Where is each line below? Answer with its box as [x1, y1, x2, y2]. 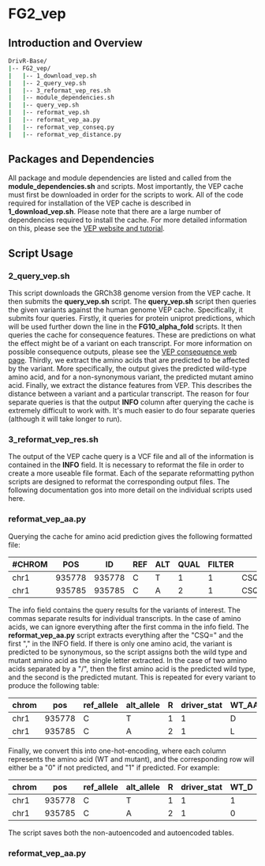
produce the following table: [8, 680, 100, 690]
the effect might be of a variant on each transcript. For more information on [8, 339, 252, 348]
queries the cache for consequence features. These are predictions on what [8, 330, 256, 340]
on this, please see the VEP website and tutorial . [8, 224, 166, 233]
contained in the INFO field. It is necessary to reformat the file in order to [8, 460, 244, 470]
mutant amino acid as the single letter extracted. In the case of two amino [8, 655, 247, 665]
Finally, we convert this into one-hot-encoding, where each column [8, 746, 226, 755]
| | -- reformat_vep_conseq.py [8, 123, 114, 131]
